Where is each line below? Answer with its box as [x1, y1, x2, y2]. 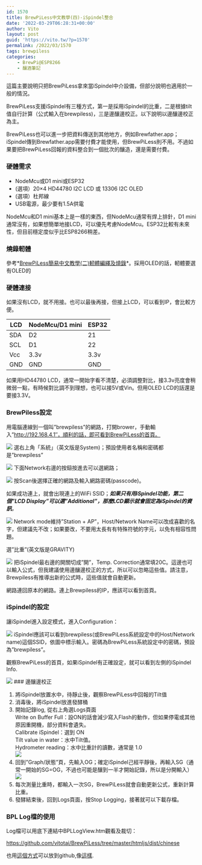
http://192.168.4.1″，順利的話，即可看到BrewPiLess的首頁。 [14, 430, 161, 438]
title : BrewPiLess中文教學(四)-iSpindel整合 [6, 15, 113, 21]
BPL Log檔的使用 [6, 812, 55, 821]
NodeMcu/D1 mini [28, 321, 83, 329]
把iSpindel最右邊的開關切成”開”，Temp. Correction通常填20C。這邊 [13, 559, 182, 566]
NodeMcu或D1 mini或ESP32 [14, 177, 84, 184]
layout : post [6, 31, 39, 37]
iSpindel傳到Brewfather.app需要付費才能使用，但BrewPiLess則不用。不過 [6, 138, 189, 146]
